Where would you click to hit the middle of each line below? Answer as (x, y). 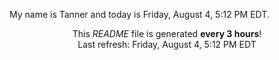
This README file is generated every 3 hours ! (167, 33)
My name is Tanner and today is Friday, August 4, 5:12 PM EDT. (139, 14)
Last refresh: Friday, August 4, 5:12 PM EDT (167, 44)
